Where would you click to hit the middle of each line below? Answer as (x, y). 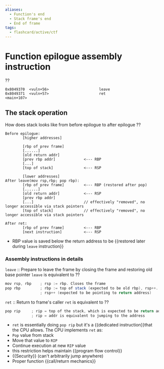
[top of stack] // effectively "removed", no (84, 211)
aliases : (14, 10)
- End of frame (25, 23)
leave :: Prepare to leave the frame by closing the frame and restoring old (79, 270)
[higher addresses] (42, 138)
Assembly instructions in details (44, 259)
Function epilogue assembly (64, 56)
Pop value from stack (33, 335)
